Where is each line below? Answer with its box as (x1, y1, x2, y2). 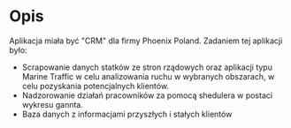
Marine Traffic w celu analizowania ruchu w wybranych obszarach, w (21, 71, 275, 81)
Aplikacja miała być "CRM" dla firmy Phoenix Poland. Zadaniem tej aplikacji (9, 35, 283, 46)
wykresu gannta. (21, 99, 84, 109)
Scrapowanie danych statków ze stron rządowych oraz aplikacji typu (21, 62, 272, 72)
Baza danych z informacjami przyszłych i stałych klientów (21, 109, 233, 119)
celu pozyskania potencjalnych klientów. (21, 80, 170, 91)
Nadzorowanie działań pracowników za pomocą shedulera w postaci (21, 90, 272, 101)
